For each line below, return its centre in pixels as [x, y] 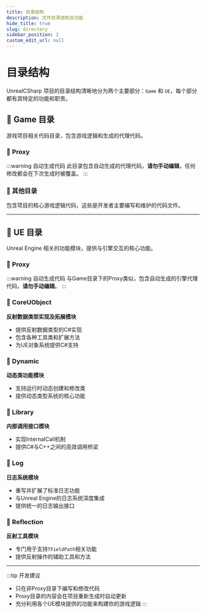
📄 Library [20, 412]
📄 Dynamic [23, 361]
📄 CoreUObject [29, 303]
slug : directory [27, 29]
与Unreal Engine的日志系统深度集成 [60, 498]
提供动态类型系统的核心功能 [50, 396]
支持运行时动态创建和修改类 [50, 388]
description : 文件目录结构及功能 [45, 18]
